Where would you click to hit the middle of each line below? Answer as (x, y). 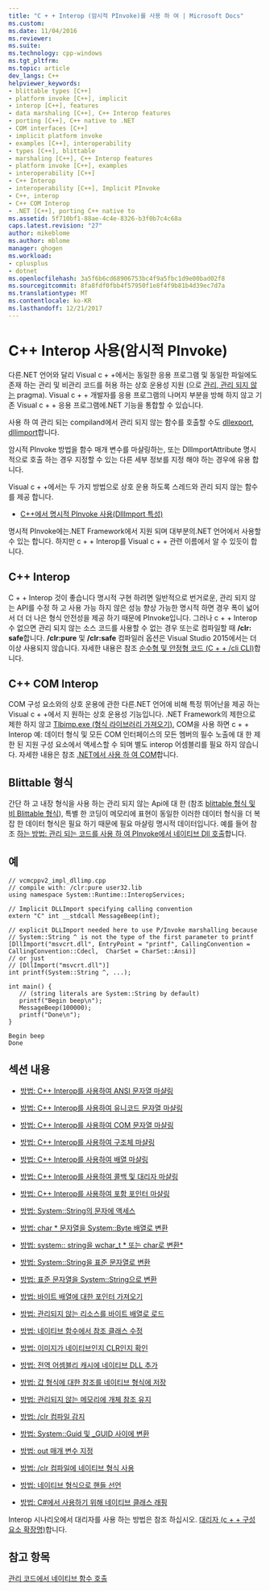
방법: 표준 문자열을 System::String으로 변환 (88, 1279)
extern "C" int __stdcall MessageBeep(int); (84, 916)
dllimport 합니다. (34, 432)
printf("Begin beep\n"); (61, 1000)
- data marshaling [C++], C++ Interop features (90, 114)
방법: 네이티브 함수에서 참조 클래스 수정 (81, 1330)
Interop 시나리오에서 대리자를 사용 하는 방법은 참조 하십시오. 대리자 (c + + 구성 (132, 1519)
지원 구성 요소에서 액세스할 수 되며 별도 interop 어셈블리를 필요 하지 (131, 745)
